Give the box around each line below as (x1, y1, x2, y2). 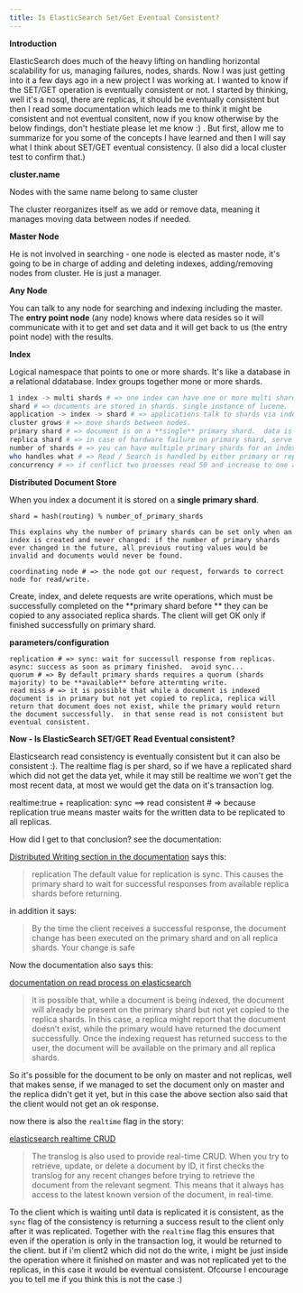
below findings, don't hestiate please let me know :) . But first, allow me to (9, 123, 284, 134)
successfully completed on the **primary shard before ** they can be (9, 600, 269, 611)
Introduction (9, 38, 57, 49)
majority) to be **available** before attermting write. (9, 678, 228, 687)
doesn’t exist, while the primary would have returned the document (31, 1023, 281, 1034)
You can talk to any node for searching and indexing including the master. (9, 302, 283, 313)
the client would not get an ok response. (9, 1098, 160, 1109)
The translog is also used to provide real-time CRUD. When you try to (31, 1150, 289, 1161)
